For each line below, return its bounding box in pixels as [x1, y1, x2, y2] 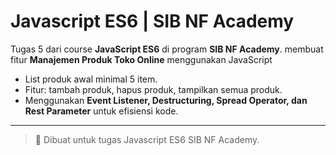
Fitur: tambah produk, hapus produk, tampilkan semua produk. [24, 83, 283, 95]
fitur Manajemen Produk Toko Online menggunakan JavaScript [10, 53, 273, 65]
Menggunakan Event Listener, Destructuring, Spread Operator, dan [24, 94, 308, 106]
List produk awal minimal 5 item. [24, 73, 158, 85]
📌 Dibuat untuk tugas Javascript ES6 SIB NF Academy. [34, 133, 260, 145]
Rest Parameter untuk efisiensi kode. [24, 105, 179, 117]
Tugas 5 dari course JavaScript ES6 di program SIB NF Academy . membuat [10, 43, 324, 55]
